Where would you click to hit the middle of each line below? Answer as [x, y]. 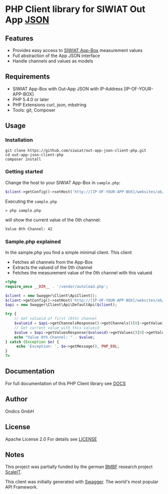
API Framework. [22, 487]
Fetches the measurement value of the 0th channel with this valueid [82, 273]
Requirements [27, 77]
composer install [23, 159]
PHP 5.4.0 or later [30, 99]
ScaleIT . [13, 472]
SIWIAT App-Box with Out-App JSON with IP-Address [67, 89]
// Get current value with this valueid [57, 328]
